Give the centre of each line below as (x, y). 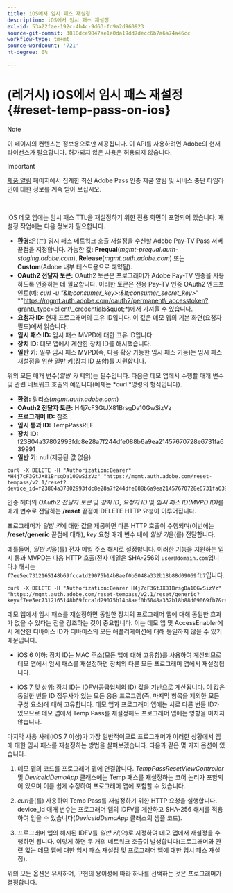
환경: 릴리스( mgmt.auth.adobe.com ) (68, 399)
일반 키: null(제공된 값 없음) (54, 457)
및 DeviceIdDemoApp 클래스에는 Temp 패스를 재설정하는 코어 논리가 (111, 777)
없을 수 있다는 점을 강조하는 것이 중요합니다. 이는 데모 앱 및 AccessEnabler (116, 622)
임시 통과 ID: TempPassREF (55, 425)
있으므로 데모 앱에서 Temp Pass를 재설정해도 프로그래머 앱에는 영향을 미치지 (121, 713)
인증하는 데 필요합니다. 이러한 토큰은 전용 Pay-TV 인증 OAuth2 (121, 284)
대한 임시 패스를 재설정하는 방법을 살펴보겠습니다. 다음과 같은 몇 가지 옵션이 (116, 745)
